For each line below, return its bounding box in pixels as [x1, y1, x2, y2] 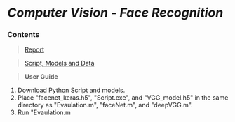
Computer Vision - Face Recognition [7, 5, 224, 21]
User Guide [24, 73, 58, 81]
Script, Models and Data [24, 59, 95, 68]
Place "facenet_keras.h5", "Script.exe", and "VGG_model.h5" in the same [17, 93, 229, 102]
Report [24, 45, 44, 54]
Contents [7, 30, 40, 40]
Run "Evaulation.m [17, 108, 72, 116]
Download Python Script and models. [17, 86, 126, 95]
